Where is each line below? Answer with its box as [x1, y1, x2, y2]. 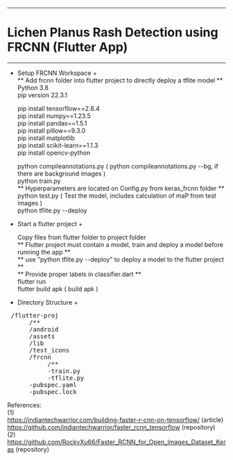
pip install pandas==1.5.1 [17, 119, 87, 127]
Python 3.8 [17, 83, 49, 92]
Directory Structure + [17, 298, 78, 306]
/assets [28, 332, 55, 340]
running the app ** [17, 248, 71, 256]
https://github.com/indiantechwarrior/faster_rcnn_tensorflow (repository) [7, 423, 216, 431]
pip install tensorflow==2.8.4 [17, 104, 101, 112]
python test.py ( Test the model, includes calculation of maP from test [17, 191, 216, 200]
